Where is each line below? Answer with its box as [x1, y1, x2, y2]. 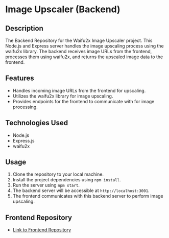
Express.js [12, 137, 35, 144]
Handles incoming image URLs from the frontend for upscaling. [12, 87, 146, 93]
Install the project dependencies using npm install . [12, 177, 121, 183]
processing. [12, 104, 38, 110]
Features [5, 74, 34, 83]
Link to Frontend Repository [12, 227, 71, 233]
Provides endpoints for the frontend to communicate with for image [12, 98, 155, 104]
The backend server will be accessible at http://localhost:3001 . [12, 187, 150, 194]
